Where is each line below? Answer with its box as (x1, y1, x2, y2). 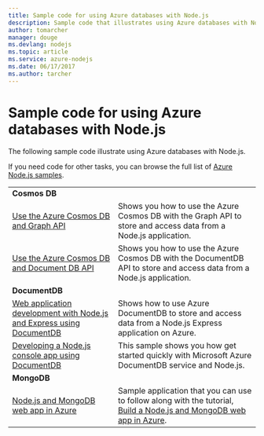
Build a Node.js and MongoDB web (117, 405, 246, 416)
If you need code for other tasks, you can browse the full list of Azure (8, 162, 233, 171)
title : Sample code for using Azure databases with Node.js (8, 11, 210, 20)
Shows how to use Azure (117, 298, 210, 309)
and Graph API (12, 220, 66, 231)
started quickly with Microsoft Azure (117, 350, 252, 361)
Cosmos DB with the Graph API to (117, 210, 242, 221)
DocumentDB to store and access (117, 307, 242, 318)
